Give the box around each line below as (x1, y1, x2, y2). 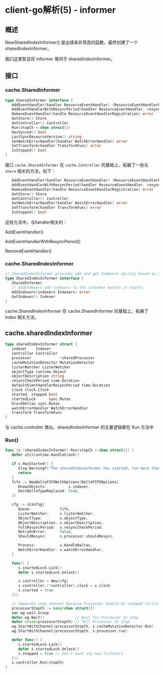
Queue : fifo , (18, 507, 71, 512)
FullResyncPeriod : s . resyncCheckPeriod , (18, 525, 104, 530)
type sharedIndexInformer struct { (5, 342, 78, 347)
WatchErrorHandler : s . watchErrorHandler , (18, 548, 104, 552)
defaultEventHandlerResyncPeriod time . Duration (11, 383, 110, 388)
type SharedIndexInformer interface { (5, 276, 84, 281)
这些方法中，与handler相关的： (5, 219, 67, 225)
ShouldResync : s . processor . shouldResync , (18, 534, 115, 539)
